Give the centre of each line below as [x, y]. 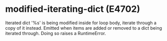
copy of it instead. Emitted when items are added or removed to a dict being [83, 28]
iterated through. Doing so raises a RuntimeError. [56, 33]
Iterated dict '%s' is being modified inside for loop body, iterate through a [81, 23]
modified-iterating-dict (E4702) [73, 9]
